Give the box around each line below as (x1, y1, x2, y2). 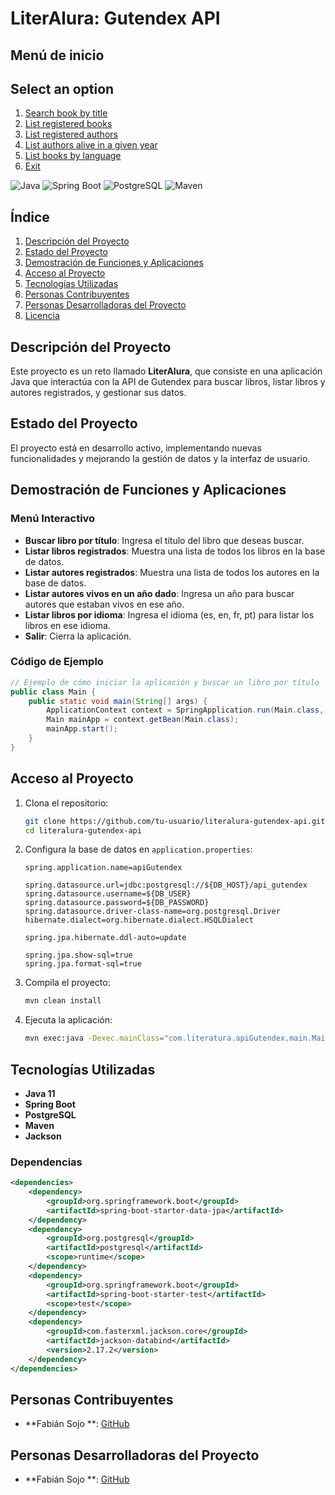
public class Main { (10, 687, 97, 697)
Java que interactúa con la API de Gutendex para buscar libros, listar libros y (10, 376, 326, 388)
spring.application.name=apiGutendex (24, 863, 183, 873)
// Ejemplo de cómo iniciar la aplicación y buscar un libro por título (10, 677, 320, 687)
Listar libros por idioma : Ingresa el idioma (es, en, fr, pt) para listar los (24, 608, 315, 621)
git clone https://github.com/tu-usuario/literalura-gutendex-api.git (24, 816, 326, 826)
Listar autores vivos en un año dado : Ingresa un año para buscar (24, 587, 295, 599)
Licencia (24, 310, 60, 322)
